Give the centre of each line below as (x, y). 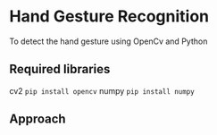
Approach (38, 119)
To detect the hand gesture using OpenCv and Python (108, 41)
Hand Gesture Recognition (109, 17)
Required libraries (60, 69)
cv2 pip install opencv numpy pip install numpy (102, 90)
